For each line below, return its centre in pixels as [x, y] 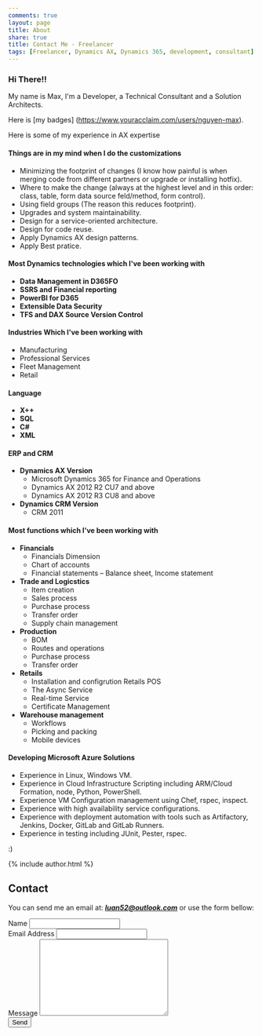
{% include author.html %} [51, 863]
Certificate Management [71, 706]
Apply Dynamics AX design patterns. [79, 237]
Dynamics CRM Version [59, 504]
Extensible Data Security [61, 306]
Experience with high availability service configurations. [110, 808]
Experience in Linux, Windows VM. [76, 775]
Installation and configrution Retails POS [96, 681]
